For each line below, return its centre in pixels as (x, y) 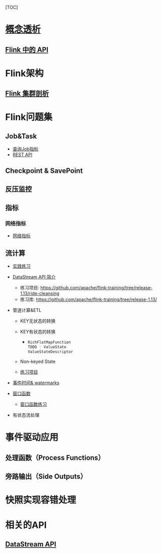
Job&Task (21, 136)
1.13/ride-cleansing (40, 293)
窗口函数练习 (33, 404)
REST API (22, 155)
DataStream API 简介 (34, 277)
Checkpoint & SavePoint (44, 171)
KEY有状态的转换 (38, 332)
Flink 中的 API (27, 49)
